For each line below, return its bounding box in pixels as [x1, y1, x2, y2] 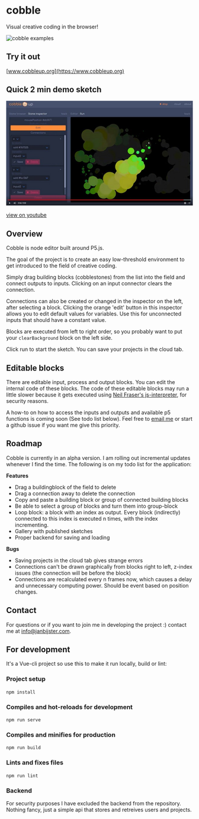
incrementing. [14, 521, 49, 528]
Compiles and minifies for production [6, 730, 115, 739]
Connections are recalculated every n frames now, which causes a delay [14, 575, 192, 583]
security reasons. [6, 397, 49, 404]
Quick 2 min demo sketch [6, 85, 102, 95]
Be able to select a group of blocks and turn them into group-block [14, 502, 178, 510]
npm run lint [6, 773, 38, 779]
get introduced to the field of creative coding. [6, 262, 117, 269]
